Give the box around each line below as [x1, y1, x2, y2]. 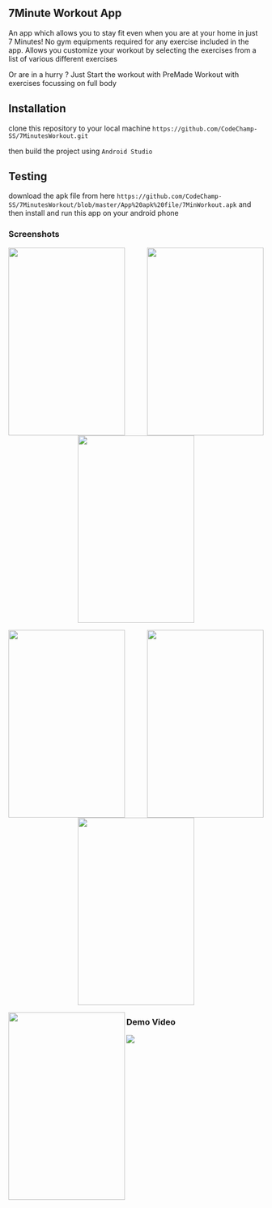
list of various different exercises [8, 54, 117, 63]
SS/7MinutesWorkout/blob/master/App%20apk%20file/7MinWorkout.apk [8, 201, 237, 209]
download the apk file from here [8, 191, 116, 201]
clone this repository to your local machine [8, 123, 151, 133]
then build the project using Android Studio [8, 146, 153, 156]
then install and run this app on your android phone [8, 208, 180, 218]
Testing [8, 170, 48, 183]
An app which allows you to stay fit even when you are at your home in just [8, 28, 258, 37]
